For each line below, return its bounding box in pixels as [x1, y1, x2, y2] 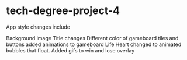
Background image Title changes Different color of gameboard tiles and [6, 34, 179, 41]
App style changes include [6, 23, 70, 30]
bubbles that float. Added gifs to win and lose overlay [6, 47, 135, 54]
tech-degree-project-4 [6, 4, 120, 17]
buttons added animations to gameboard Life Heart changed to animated [6, 41, 182, 48]
